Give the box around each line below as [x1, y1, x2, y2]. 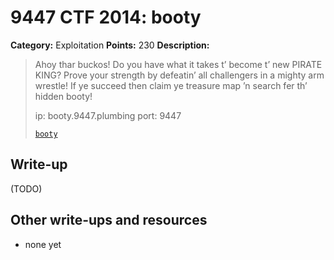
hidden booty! [34, 90, 93, 102]
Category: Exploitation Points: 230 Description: [10, 39, 210, 51]
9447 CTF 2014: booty [10, 6, 202, 29]
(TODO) [10, 182, 43, 195]
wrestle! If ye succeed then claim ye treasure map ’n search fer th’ [34, 79, 308, 91]
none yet [24, 238, 62, 250]
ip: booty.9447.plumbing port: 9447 [34, 109, 182, 121]
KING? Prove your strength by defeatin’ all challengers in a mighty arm [34, 69, 325, 81]
